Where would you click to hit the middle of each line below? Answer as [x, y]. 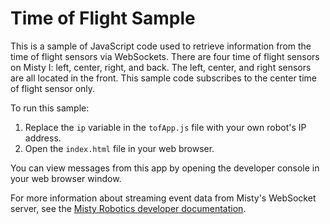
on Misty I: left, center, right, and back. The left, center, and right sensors [161, 67]
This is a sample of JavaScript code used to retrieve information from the [161, 46]
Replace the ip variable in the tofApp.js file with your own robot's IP [165, 127]
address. [43, 138]
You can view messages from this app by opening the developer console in [165, 168]
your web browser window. [66, 178]
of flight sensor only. [53, 88]
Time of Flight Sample [103, 18]
